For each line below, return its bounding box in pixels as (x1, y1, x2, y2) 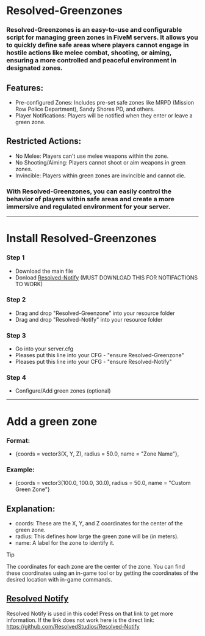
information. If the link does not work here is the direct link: (6, 616, 154, 624)
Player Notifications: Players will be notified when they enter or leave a (15, 111, 193, 119)
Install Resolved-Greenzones (6, 232, 157, 245)
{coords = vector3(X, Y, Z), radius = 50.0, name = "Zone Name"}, (15, 450, 179, 457)
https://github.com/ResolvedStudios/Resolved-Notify (6, 623, 140, 630)
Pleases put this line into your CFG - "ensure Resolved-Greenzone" (15, 352, 184, 359)
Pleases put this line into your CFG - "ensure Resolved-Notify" (15, 358, 172, 366)
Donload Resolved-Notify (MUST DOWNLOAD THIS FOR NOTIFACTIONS (15, 273, 198, 281)
